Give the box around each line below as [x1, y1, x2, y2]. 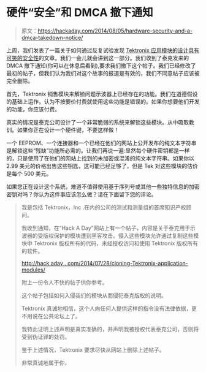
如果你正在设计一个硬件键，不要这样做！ [17, 126, 120, 134]
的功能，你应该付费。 [6, 105, 60, 113]
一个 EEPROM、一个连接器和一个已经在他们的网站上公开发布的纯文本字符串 [6, 139, 197, 146]
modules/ [21, 266, 46, 273]
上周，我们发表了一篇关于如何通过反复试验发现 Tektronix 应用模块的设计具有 [6, 47, 199, 54]
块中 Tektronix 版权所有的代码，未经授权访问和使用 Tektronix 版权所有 [21, 240, 198, 247]
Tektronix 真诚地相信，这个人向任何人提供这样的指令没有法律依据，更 [21, 305, 197, 312]
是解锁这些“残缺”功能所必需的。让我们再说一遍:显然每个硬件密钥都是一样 [6, 146, 190, 154]
